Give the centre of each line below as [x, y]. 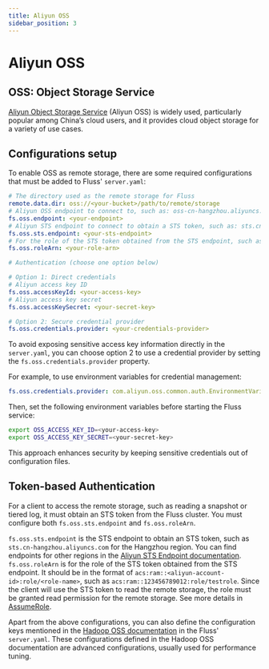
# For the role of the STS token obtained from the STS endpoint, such [130, 241]
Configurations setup [63, 153]
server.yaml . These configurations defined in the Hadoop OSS [111, 639]
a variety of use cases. [46, 128]
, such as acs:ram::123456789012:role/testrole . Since [170, 581]
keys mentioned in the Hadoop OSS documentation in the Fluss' [114, 631]
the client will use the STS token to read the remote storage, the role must [130, 589]
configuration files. [39, 461]
